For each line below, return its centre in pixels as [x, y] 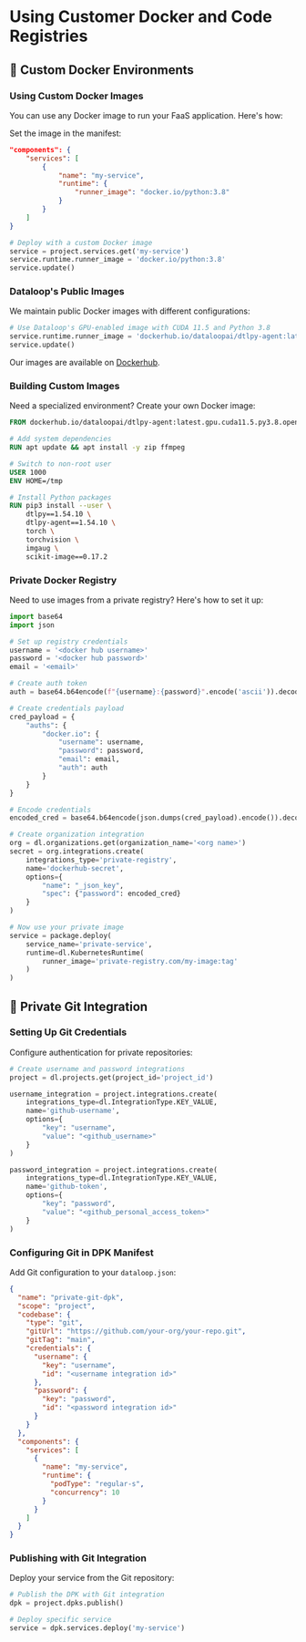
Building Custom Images [65, 386]
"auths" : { [46, 725]
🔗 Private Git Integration [79, 1006]
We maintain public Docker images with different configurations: [130, 311]
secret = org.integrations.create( [77, 852]
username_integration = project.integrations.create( [114, 1094]
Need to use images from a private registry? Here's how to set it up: [137, 600]
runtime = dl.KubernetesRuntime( [85, 953]
